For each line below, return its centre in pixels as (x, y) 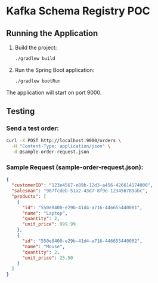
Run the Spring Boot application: (55, 70)
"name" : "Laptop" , (45, 213)
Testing (21, 111)
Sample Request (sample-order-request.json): (75, 167)
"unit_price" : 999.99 (49, 224)
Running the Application (52, 33)
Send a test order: (33, 128)
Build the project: (36, 47)
